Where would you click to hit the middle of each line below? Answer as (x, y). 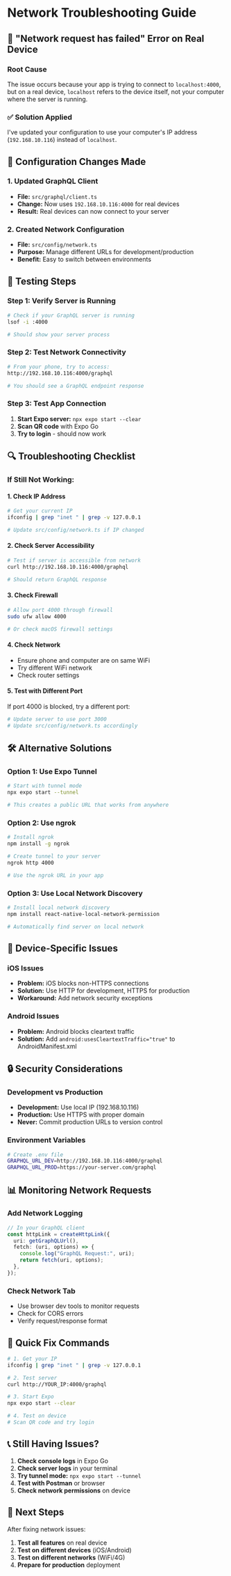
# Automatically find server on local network (76, 927)
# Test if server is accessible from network (74, 561)
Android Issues (33, 1016)
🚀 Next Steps (36, 1512)
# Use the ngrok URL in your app (55, 875)
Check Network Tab (42, 1291)
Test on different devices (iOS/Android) (74, 1550)
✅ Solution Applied (40, 117)
